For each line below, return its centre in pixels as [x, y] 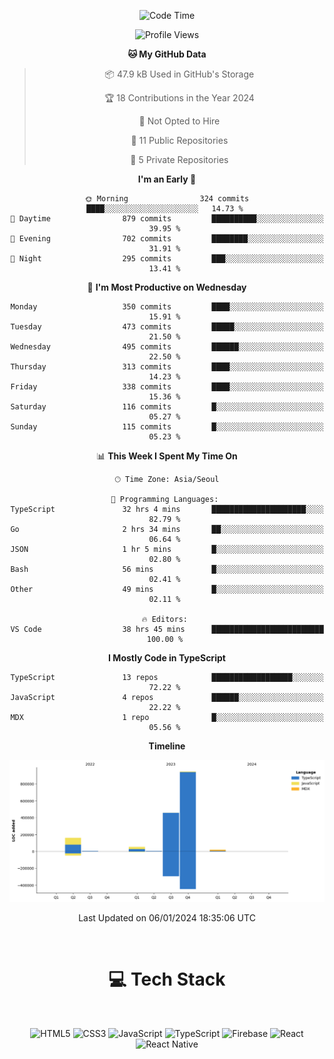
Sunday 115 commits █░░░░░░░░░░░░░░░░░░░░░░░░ [167, 427]
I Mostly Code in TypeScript [167, 658]
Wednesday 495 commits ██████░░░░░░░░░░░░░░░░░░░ [167, 347]
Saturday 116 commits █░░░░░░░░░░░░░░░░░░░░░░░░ [167, 407]
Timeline [167, 746]
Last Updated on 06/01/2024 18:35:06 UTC [167, 917]
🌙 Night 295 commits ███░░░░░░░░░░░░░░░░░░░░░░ [167, 259]
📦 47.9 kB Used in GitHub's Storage [179, 74]
